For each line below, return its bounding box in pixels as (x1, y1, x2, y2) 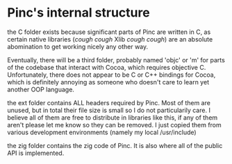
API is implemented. (7, 149, 65, 157)
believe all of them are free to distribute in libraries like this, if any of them (7, 113, 218, 122)
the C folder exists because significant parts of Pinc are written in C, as (7, 28, 211, 36)
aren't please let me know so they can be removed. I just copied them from (7, 120, 222, 129)
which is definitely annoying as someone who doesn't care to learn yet (7, 78, 210, 86)
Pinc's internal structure (7, 5, 151, 21)
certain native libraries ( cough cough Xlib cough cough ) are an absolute (7, 35, 213, 43)
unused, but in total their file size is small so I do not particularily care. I (7, 106, 210, 114)
